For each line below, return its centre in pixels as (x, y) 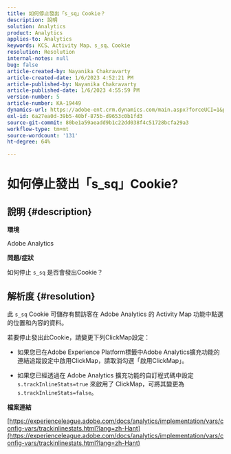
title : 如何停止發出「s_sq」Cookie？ (56, 13)
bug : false (23, 65)
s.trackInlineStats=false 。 (57, 392)
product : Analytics (35, 33)
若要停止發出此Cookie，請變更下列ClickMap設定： (79, 337)
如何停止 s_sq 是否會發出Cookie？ (55, 273)
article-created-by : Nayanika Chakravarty (69, 71)
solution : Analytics (37, 26)
